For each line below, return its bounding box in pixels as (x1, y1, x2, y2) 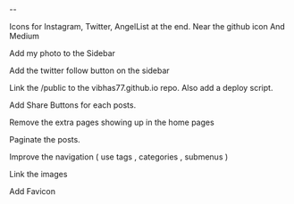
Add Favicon (9, 186, 56, 196)
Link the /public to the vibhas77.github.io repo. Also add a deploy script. (9, 83, 273, 93)
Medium (9, 31, 40, 41)
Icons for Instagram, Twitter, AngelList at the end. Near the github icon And (9, 21, 286, 31)
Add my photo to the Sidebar (9, 48, 116, 58)
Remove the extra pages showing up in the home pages (9, 117, 214, 127)
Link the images (9, 169, 68, 179)
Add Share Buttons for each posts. (9, 100, 137, 110)
